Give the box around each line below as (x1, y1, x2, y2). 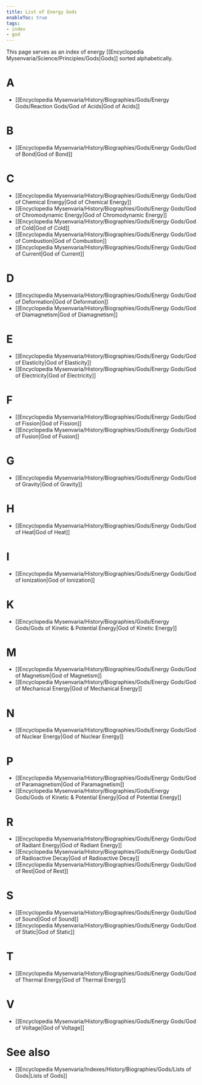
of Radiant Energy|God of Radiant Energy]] (15, 842, 123, 849)
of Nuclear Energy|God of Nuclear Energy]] (15, 733, 124, 740)
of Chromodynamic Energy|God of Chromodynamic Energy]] (15, 211, 167, 218)
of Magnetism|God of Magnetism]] (15, 672, 102, 679)
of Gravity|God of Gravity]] (15, 480, 82, 487)
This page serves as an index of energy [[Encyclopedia (6, 48, 144, 55)
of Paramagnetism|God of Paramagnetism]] (15, 781, 124, 788)
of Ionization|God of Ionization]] (15, 576, 95, 584)
